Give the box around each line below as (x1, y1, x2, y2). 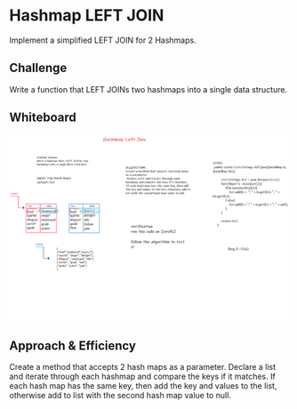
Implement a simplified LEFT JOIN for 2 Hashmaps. (9, 35, 197, 45)
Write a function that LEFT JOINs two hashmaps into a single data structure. (9, 84, 287, 94)
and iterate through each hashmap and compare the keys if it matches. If (9, 371, 276, 382)
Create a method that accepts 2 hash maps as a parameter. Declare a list (9, 362, 277, 373)
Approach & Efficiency (9, 338, 136, 353)
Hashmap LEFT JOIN (9, 5, 165, 26)
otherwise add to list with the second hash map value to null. (9, 390, 231, 401)
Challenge (9, 60, 68, 76)
